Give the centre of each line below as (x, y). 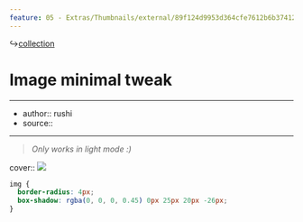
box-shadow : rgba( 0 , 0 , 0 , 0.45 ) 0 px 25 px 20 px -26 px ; (123, 201)
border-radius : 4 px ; (56, 192)
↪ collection (32, 43)
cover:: (23, 167)
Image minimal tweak (91, 80)
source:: (38, 123)
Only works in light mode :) (82, 149)
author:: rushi (47, 113)
